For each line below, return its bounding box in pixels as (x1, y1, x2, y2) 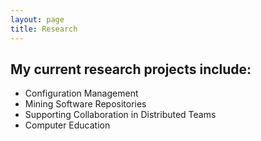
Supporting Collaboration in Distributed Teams (24, 109, 217, 121)
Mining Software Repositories (24, 98, 147, 110)
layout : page (10, 14, 65, 25)
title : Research (10, 24, 78, 34)
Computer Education (24, 119, 111, 131)
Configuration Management (24, 87, 139, 100)
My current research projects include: (10, 61, 252, 78)
